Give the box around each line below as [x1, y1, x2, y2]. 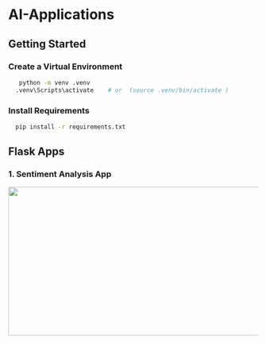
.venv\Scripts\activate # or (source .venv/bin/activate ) [15, 86, 229, 94]
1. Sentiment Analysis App [8, 169, 112, 180]
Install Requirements [8, 105, 90, 116]
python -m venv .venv [18, 78, 91, 86]
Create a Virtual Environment [8, 61, 123, 72]
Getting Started [8, 37, 87, 51]
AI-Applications [8, 6, 115, 24]
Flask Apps [8, 145, 65, 159]
